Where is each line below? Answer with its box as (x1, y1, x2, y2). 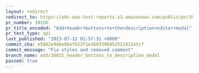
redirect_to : (5, 14, 38, 20)
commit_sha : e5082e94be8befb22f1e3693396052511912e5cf (5, 42, 144, 48)
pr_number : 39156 (5, 19, 49, 25)
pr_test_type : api (5, 31, 51, 36)
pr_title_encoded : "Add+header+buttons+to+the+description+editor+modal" (5, 25, 192, 31)
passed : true (5, 58, 38, 64)
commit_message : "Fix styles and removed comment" (5, 47, 134, 53)
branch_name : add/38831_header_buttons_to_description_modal (5, 52, 160, 58)
